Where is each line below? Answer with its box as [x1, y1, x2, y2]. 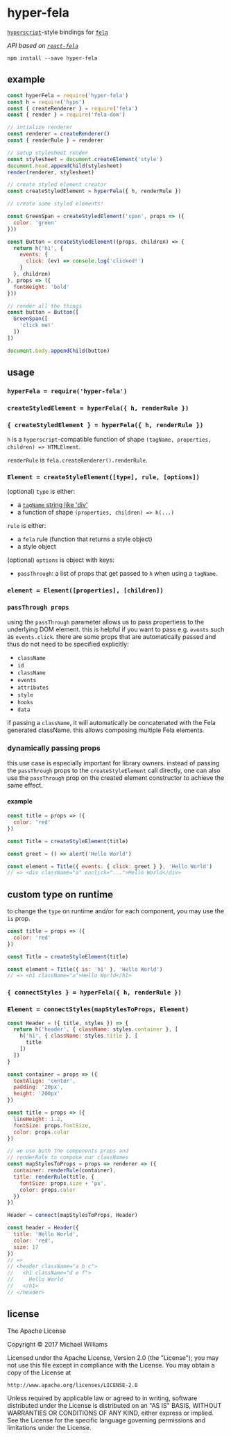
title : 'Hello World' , [13, 1231, 79, 1238]
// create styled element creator [7, 181, 108, 188]
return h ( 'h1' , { [13, 244, 64, 251]
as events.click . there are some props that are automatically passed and [7, 632, 216, 640]
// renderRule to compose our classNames [7, 1154, 129, 1161]
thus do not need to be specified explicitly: [7, 640, 130, 648]
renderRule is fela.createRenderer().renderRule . [7, 456, 148, 465]
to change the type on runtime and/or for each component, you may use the [7, 907, 224, 915]
